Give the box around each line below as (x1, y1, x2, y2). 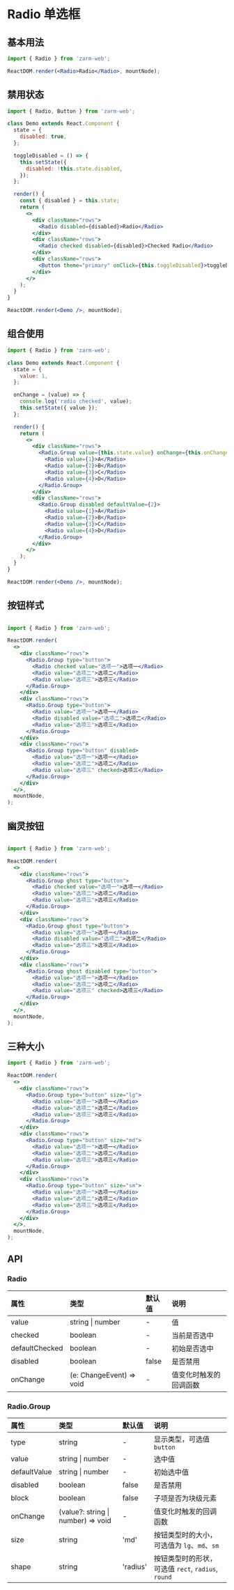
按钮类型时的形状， (153, 1554, 217, 1564)
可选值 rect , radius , (153, 1564, 218, 1574)
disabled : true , (19, 133, 68, 140)
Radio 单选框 (7, 6, 81, 22)
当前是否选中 (171, 1330, 214, 1340)
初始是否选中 (171, 1343, 214, 1353)
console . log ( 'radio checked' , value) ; (19, 398, 132, 405)
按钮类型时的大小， (153, 1530, 217, 1540)
